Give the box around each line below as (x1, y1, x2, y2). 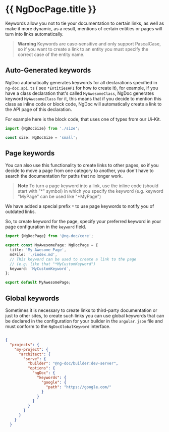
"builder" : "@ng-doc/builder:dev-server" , (27, 361, 119, 366)
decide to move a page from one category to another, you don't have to (5, 168, 154, 174)
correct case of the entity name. (17, 51, 85, 58)
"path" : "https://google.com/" (45, 385, 112, 390)
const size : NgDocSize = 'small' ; (5, 135, 78, 140)
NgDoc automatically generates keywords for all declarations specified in (5, 79, 157, 85)
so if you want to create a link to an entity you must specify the (17, 46, 149, 52)
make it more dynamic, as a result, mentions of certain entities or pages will (5, 25, 162, 31)
